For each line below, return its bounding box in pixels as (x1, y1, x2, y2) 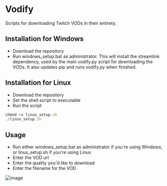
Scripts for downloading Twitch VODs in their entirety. (5, 20, 117, 26)
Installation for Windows (5, 35, 84, 43)
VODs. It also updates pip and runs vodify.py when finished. (12, 64, 137, 70)
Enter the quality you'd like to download (12, 160, 95, 166)
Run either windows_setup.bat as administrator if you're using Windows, (12, 144, 162, 150)
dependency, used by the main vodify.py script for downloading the (12, 59, 153, 65)
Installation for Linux (5, 79, 71, 87)
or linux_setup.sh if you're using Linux (12, 149, 92, 155)
